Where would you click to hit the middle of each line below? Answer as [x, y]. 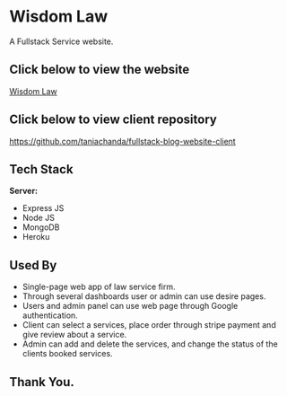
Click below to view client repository [113, 120]
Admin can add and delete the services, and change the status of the [150, 344]
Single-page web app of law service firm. [99, 287]
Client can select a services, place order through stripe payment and [149, 325]
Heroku [36, 237]
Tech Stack [41, 169]
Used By [33, 265]
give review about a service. [74, 335]
